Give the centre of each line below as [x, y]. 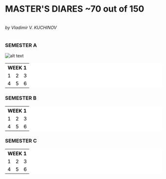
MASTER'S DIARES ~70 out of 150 [75, 9]
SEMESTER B [21, 98]
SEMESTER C [21, 141]
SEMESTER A [21, 45]
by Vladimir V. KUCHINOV [31, 27]
